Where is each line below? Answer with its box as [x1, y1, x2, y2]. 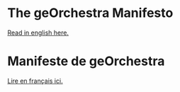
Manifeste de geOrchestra [7, 53, 165, 69]
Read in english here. [7, 28, 69, 37]
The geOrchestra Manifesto [7, 5, 174, 21]
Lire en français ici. [7, 76, 63, 85]
